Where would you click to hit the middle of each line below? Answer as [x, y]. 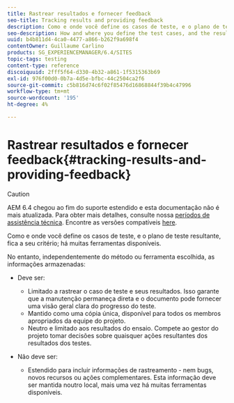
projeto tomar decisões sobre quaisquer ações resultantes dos [117, 335]
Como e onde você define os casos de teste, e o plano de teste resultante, [114, 236]
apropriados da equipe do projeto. [77, 321]
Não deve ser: [37, 356]
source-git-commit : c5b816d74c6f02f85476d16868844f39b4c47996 [99, 85]
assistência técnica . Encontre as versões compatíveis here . [92, 222]
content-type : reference [43, 66]
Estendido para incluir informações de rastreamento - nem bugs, [120, 370]
